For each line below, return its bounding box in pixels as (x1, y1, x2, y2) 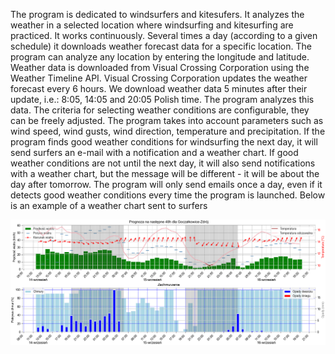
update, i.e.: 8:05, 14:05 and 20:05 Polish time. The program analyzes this (10, 94, 315, 105)
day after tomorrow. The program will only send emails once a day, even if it (10, 179, 323, 190)
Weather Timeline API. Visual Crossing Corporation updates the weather (10, 72, 308, 84)
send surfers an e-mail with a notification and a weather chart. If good (10, 147, 299, 158)
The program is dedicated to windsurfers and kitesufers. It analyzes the (10, 9, 305, 20)
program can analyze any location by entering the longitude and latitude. (10, 51, 310, 63)
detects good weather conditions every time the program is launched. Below (10, 189, 326, 201)
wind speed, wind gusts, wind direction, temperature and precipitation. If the (10, 125, 326, 137)
